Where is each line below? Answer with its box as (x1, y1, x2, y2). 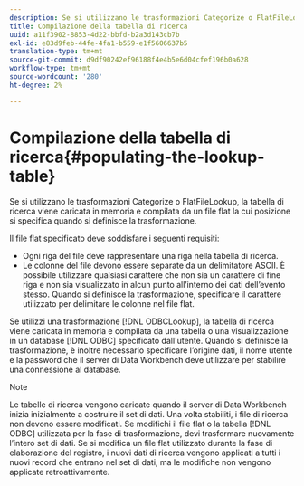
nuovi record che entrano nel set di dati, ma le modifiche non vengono (9, 456, 271, 467)
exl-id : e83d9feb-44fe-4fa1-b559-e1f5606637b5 (9, 38, 188, 48)
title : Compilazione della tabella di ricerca (9, 22, 188, 31)
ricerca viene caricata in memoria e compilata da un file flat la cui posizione (9, 205, 291, 216)
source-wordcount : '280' (9, 72, 103, 81)
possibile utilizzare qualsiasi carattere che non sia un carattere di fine (22, 269, 281, 281)
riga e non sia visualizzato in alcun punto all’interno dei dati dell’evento (22, 279, 286, 290)
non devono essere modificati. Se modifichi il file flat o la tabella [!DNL (9, 418, 271, 429)
